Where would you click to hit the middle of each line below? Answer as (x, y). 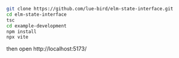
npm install (21, 31)
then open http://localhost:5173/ (46, 49)
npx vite (17, 37)
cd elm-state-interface (37, 14)
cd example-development (37, 26)
